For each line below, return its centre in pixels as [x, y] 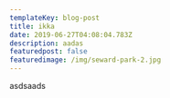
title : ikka [32, 26]
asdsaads [27, 86]
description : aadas [47, 43]
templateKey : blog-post [55, 18]
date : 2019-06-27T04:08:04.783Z [71, 34]
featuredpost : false [49, 52]
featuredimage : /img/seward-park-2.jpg [85, 60]
